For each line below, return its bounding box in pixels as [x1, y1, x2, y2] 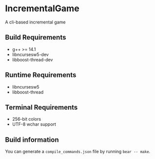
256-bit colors [12, 116, 42, 122]
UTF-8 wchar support [12, 121, 56, 127]
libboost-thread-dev [12, 57, 53, 63]
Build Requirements [5, 33, 66, 42]
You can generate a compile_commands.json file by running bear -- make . [5, 149, 151, 155]
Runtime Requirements [5, 71, 77, 79]
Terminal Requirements [5, 103, 78, 112]
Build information [5, 136, 59, 144]
